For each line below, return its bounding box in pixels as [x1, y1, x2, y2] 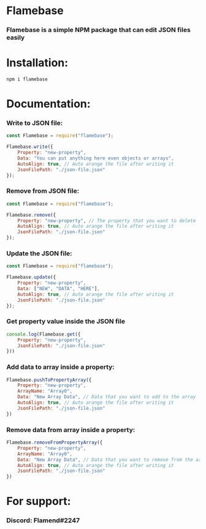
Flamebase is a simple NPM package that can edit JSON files [6, 26, 191, 34]
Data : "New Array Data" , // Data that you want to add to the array [17, 394, 196, 400]
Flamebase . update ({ [6, 274, 56, 280]
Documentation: [6, 97, 91, 111]
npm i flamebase [6, 76, 48, 83]
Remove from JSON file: [6, 187, 80, 195]
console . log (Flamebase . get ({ [6, 331, 81, 338]
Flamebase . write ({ [6, 144, 53, 150]
